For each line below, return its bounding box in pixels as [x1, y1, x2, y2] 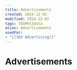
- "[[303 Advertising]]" [5, 35, 56, 40]
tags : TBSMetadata [5, 21, 43, 26]
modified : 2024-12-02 [5, 16, 50, 21]
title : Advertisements [5, 7, 51, 12]
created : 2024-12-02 [5, 12, 48, 17]
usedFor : [5, 30, 23, 35]
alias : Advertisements [5, 26, 51, 31]
